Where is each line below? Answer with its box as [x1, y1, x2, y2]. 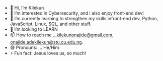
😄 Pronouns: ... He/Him [10, 44, 59, 50]
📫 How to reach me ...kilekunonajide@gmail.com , [10, 32, 114, 38]
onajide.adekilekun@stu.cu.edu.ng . [10, 39, 84, 45]
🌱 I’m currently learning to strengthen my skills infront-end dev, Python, [10, 16, 158, 21]
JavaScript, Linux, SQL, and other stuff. [10, 21, 92, 27]
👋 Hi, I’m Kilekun [10, 5, 44, 11]
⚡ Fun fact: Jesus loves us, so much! [10, 50, 87, 56]
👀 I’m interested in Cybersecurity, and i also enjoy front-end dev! [10, 10, 144, 16]
